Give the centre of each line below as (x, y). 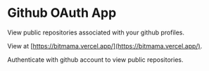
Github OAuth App (62, 13)
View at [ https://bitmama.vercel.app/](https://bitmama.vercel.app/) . (105, 46)
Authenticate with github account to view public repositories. (95, 59)
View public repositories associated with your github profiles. (96, 32)
